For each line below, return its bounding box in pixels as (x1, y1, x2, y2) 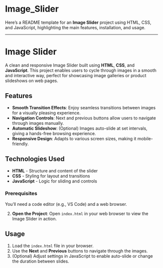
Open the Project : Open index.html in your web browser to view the (12, 210, 149, 217)
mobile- (137, 135, 153, 141)
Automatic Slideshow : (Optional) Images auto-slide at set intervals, (12, 125, 147, 131)
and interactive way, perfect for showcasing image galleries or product (5, 72, 147, 78)
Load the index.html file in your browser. (12, 243, 94, 249)
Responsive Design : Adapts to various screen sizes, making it (12, 135, 137, 141)
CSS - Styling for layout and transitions (12, 173, 90, 179)
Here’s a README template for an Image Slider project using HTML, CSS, (5, 19, 152, 25)
